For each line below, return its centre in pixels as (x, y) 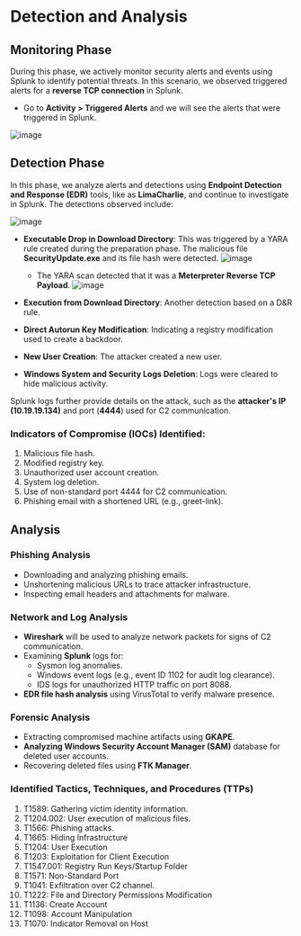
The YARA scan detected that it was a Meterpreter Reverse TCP (156, 275)
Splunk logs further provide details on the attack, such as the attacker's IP (148, 400)
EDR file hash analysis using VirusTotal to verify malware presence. (149, 694)
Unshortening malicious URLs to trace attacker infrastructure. (137, 584)
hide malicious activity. (66, 383)
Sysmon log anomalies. (80, 666)
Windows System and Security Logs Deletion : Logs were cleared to (150, 373)
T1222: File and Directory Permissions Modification (118, 895)
